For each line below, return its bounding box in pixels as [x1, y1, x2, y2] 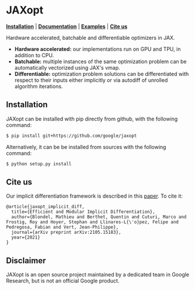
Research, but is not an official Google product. [6, 277, 120, 284]
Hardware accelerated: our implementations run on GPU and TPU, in [14, 45, 181, 53]
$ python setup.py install [6, 161, 72, 167]
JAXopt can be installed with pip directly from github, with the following [6, 115, 178, 122]
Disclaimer [6, 256, 46, 265]
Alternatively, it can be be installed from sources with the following [6, 143, 166, 150]
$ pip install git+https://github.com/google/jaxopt [6, 133, 137, 139]
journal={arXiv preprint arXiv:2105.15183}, [11, 229, 121, 236]
